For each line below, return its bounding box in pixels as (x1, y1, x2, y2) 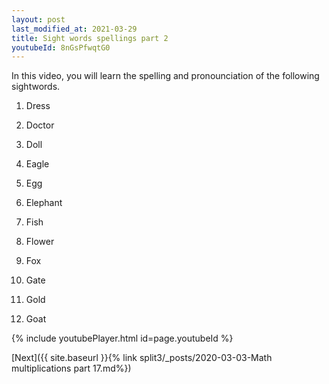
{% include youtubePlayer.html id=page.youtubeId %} (11, 332, 234, 345)
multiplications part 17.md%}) (11, 362, 132, 375)
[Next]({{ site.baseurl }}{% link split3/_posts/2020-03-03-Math (11, 352, 273, 364)
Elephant (25, 197, 63, 209)
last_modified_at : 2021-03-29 (11, 24, 138, 34)
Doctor (25, 119, 55, 131)
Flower (25, 236, 55, 248)
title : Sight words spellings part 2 (11, 33, 169, 43)
